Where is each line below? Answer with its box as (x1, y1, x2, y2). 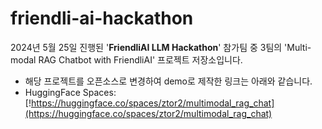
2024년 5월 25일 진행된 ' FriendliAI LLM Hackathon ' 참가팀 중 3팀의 (10, 41, 283, 53)
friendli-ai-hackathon (10, 7, 194, 30)
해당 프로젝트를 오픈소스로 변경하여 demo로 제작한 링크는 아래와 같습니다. (24, 75, 313, 87)
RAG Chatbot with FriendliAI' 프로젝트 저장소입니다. (38, 53, 243, 66)
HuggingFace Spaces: (24, 86, 117, 98)
